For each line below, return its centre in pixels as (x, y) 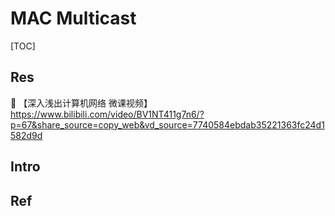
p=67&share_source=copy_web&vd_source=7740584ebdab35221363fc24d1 (167, 124)
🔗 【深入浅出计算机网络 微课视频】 (81, 103)
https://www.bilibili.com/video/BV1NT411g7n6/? (107, 114)
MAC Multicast (73, 18)
